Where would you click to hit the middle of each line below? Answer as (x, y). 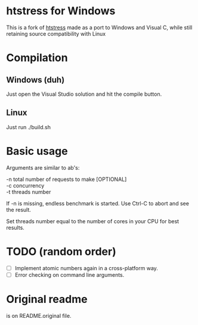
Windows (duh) (35, 79)
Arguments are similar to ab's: (43, 167)
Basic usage (37, 151)
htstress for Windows (61, 11)
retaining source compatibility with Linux (56, 33)
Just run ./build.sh (28, 127)
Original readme (47, 299)
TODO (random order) (61, 251)
